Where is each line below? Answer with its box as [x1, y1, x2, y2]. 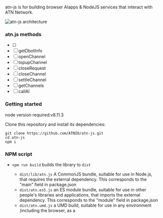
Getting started [5, 101, 42, 108]
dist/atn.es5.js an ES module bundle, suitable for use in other [19, 187, 146, 193]
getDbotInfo [18, 48, 42, 54]
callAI [18, 88, 30, 94]
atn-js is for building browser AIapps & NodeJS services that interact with [5, 4, 153, 10]
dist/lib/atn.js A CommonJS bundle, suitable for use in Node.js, [19, 171, 153, 177]
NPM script [5, 151, 33, 157]
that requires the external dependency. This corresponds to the [19, 176, 147, 182]
